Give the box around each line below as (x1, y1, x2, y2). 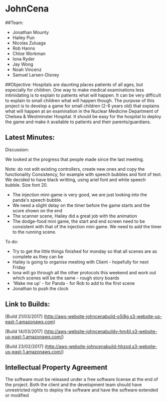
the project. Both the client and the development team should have (5, 381, 142, 388)
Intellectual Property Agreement (5, 363, 108, 371)
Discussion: (5, 146, 29, 153)
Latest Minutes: (5, 133, 55, 142)
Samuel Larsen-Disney (12, 72, 59, 78)
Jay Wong (12, 61, 33, 67)
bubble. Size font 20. (5, 182, 48, 188)
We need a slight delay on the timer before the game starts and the (12, 202, 150, 208)
